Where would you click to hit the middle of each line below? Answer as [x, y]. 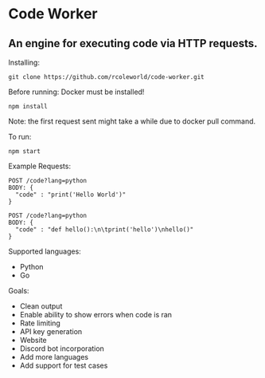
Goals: [19, 291]
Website [33, 340]
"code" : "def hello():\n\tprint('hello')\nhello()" [105, 230]
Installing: [24, 62]
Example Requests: [40, 166]
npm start [25, 152]
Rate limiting [40, 323]
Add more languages [54, 357]
